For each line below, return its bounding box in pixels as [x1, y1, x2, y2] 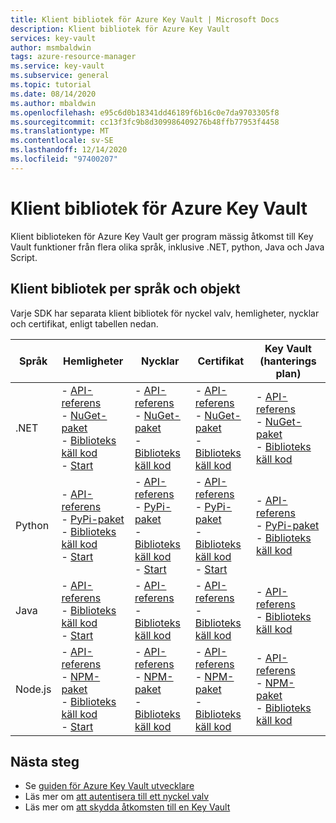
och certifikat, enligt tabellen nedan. [10, 317, 159, 330]
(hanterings [259, 354, 317, 368]
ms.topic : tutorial [10, 80, 92, 90]
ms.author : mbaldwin [10, 98, 97, 108]
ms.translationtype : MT [10, 126, 110, 136]
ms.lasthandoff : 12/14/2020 [10, 145, 128, 155]
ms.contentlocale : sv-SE [10, 136, 114, 146]
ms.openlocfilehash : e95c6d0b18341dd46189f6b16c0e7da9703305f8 [10, 107, 280, 118]
